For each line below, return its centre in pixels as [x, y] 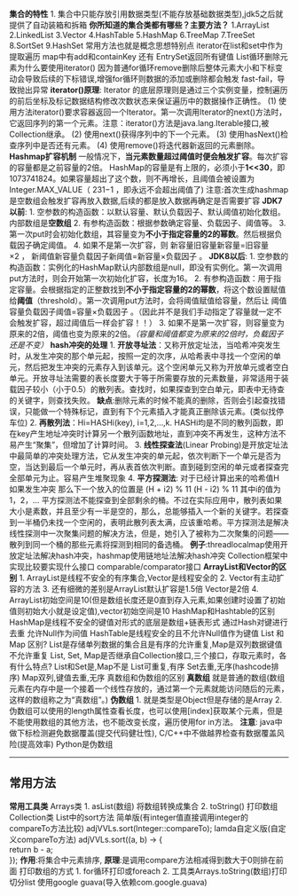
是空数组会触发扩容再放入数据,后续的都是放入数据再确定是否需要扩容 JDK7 [146, 200]
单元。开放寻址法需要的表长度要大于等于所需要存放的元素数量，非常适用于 [145, 378]
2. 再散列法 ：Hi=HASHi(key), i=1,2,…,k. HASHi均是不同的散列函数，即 [157, 422]
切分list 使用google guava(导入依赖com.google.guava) [108, 882]
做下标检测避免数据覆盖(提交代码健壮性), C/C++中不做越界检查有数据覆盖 [143, 733]
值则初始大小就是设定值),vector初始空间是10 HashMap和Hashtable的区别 [142, 611]
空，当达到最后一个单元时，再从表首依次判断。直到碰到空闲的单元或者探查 [145, 467]
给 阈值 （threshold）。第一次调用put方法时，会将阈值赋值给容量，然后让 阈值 [148, 300]
